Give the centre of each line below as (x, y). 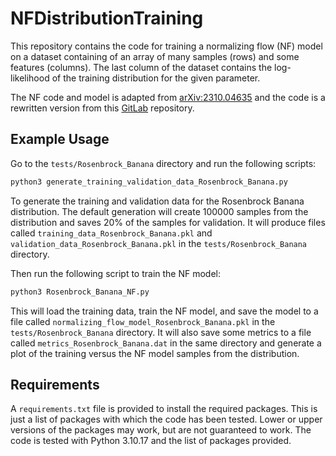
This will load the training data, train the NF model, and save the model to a (164, 311)
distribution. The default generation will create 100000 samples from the (159, 211)
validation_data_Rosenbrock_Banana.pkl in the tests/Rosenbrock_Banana (159, 243)
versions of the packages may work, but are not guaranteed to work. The (161, 430)
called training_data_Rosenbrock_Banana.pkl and (111, 233)
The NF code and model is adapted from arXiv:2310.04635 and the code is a (168, 97)
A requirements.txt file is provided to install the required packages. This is (164, 409)
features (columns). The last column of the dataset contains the (141, 67)
